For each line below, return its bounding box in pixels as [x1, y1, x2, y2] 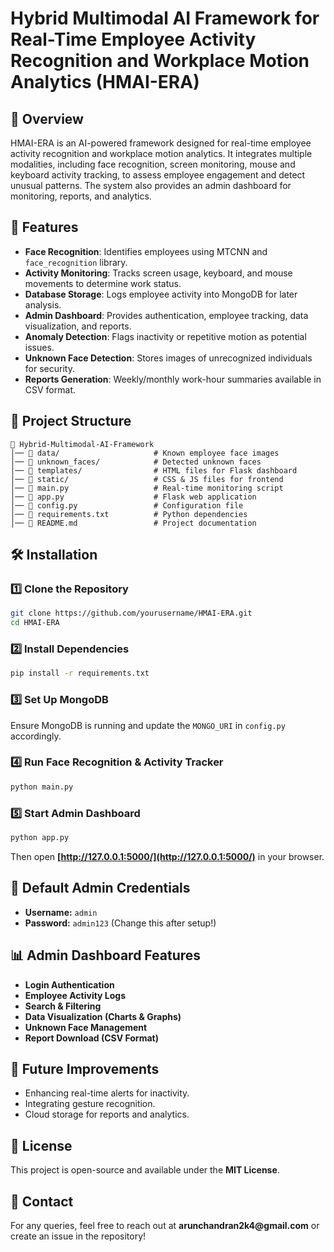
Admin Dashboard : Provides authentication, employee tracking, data [24, 309, 309, 321]
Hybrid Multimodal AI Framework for [10, 7, 320, 30]
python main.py [10, 782, 74, 792]
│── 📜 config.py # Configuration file [10, 500, 244, 511]
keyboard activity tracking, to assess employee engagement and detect [10, 169, 306, 181]
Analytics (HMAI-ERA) [10, 71, 200, 94]
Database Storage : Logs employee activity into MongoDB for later [24, 288, 298, 300]
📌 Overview [10, 110, 84, 127]
